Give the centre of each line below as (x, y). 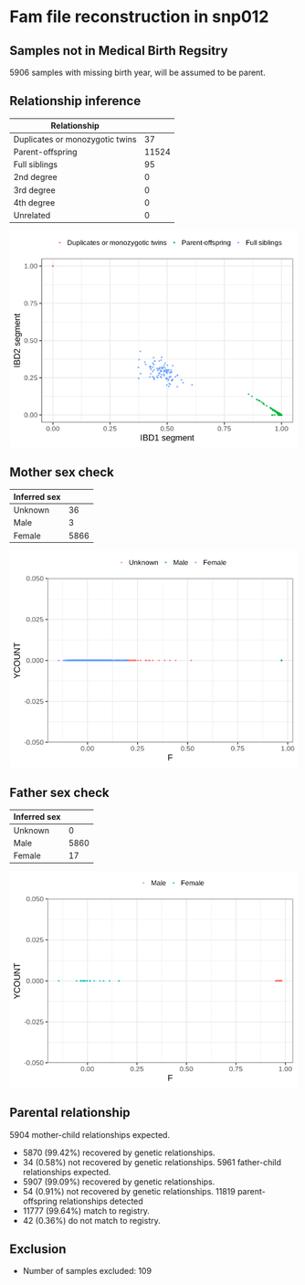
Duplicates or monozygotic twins (75, 139)
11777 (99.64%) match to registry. (86, 1211)
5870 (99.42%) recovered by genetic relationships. (119, 1152)
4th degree (34, 202)
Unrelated (32, 216)
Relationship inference (75, 101)
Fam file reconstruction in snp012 (139, 17)
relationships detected (101, 1201)
